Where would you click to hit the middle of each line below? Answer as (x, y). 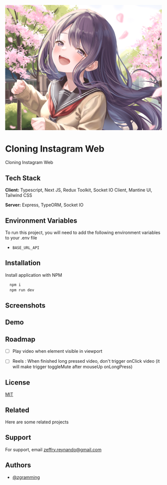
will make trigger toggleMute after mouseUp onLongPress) (72, 367)
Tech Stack (23, 178)
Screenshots (25, 305)
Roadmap (20, 339)
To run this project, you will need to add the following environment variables (83, 233)
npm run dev (22, 290)
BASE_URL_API (26, 248)
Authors (18, 465)
